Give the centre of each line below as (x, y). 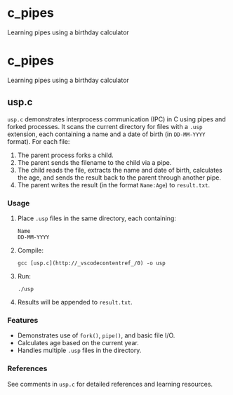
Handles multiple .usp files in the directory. (79, 350)
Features (23, 320)
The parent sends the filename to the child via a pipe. (94, 162)
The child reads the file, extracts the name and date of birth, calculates (120, 170)
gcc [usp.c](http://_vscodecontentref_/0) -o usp (92, 263)
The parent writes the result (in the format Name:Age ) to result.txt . (114, 185)
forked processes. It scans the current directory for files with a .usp (105, 126)
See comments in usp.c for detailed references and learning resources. (110, 384)
